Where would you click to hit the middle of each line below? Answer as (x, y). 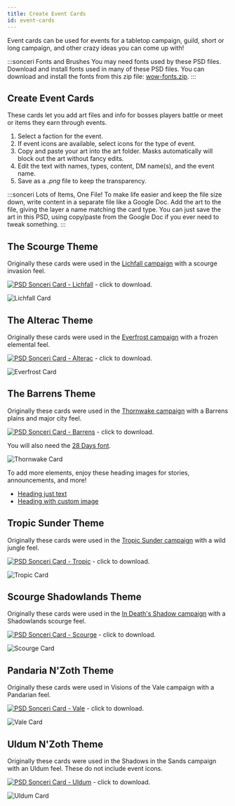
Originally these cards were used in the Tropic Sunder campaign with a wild (116, 540)
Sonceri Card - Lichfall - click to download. (90, 284)
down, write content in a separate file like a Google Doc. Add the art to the (114, 202)
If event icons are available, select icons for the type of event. (107, 144)
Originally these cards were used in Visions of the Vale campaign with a (111, 687)
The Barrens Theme (52, 394)
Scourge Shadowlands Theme (74, 596)
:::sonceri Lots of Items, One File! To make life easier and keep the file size (115, 194)
